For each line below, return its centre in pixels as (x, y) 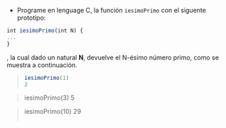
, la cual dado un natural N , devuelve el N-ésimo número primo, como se (113, 57)
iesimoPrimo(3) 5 (49, 98)
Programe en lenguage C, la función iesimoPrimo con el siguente (112, 10)
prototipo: (31, 18)
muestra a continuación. (42, 65)
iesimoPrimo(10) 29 (53, 112)
